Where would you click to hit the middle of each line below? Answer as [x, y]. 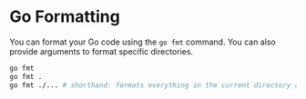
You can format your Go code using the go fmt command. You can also [143, 42]
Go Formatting [65, 17]
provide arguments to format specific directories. [102, 51]
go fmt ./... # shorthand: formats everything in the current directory [150, 85]
